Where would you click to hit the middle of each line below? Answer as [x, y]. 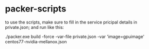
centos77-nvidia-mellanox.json [36, 41]
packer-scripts [36, 9]
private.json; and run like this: [34, 27]
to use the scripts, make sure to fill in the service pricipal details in [71, 22]
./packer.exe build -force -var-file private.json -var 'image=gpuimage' [75, 37]
